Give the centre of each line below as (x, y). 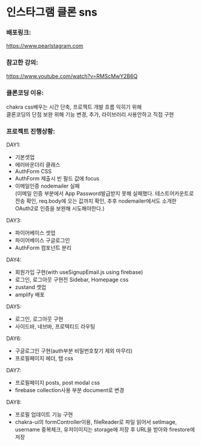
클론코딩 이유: (25, 92)
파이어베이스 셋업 (35, 233)
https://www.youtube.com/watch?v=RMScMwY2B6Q (72, 76)
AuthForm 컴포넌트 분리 (43, 248)
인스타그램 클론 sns (52, 12)
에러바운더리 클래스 (37, 165)
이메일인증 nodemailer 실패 (47, 186)
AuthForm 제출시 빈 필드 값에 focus (57, 179)
